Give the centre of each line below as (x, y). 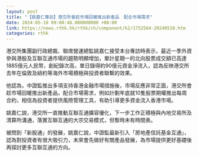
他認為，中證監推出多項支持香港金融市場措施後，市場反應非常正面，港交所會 (99, 85)
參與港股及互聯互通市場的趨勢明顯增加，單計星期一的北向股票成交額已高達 (96, 58)
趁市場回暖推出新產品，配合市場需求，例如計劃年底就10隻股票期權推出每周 (97, 93)
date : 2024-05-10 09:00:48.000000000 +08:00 (62, 22)
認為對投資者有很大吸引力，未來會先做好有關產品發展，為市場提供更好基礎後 (99, 140)
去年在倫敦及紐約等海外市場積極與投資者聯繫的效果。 (71, 73)
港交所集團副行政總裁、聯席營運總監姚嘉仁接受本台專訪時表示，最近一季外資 (99, 51)
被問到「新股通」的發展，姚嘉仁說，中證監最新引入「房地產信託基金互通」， (98, 132)
